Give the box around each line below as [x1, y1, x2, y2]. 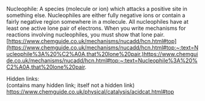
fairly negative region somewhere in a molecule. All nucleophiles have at [6, 18, 188, 25]
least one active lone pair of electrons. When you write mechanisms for [6, 24, 187, 32]
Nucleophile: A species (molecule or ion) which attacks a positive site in [6, 5, 188, 12]
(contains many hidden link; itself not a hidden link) [6, 82, 135, 89]
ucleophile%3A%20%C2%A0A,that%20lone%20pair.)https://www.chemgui [6, 50, 198, 57]
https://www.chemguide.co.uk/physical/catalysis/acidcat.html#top [6, 88, 174, 95]
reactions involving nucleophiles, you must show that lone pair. [6, 31, 165, 38]
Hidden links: [6, 75, 40, 82]
